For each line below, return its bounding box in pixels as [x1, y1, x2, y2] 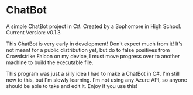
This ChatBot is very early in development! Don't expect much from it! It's [6, 40, 183, 47]
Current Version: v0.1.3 [6, 29, 61, 36]
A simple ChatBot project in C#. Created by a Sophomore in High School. [6, 23, 181, 30]
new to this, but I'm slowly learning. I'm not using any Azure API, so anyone [6, 76, 187, 83]
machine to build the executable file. [6, 59, 94, 66]
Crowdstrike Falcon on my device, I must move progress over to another [6, 52, 180, 59]
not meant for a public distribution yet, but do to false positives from [6, 46, 170, 53]
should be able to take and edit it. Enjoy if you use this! [6, 82, 137, 89]
